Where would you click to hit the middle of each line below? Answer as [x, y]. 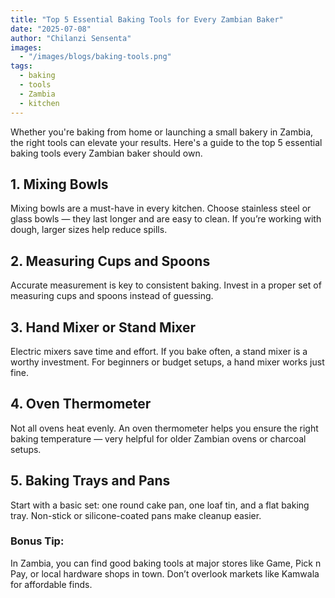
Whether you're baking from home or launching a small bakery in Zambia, [162, 132]
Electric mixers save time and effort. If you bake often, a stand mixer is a [159, 351]
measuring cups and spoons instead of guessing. [112, 296]
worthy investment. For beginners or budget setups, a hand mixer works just [167, 362]
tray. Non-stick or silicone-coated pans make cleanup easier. [136, 515]
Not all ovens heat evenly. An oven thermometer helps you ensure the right [164, 428]
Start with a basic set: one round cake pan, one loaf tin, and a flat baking [160, 505]
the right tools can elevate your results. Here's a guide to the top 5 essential [166, 142]
